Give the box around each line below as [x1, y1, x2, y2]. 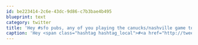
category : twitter [6, 19, 51, 25]
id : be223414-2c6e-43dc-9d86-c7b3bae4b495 [6, 8, 112, 15]
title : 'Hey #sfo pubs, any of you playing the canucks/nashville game [6, 25, 186, 31]
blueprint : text [6, 14, 46, 20]
